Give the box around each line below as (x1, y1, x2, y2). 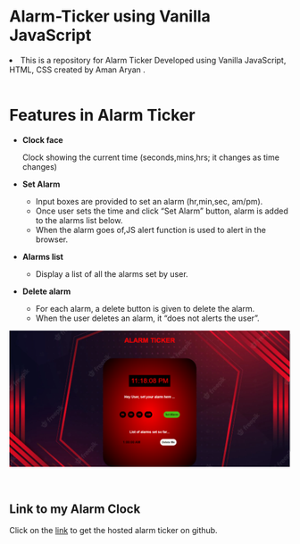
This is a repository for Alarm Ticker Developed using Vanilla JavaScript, (21, 54, 287, 65)
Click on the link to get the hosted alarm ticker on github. (9, 525, 218, 536)
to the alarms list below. (35, 214, 123, 225)
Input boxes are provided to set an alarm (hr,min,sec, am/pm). (35, 196, 263, 206)
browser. (35, 234, 69, 245)
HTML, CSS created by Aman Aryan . (9, 64, 146, 75)
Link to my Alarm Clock (9, 501, 141, 516)
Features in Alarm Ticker (9, 105, 196, 126)
